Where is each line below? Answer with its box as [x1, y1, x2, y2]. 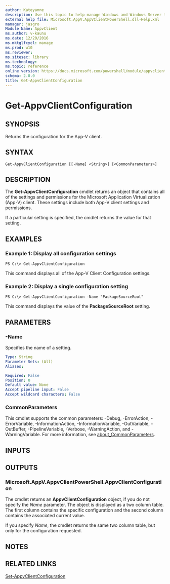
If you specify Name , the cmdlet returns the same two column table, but [5, 522, 155, 528]
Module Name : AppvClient [5, 26, 58, 31]
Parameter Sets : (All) [5, 359, 53, 364]
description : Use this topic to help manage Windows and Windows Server [5, 12, 162, 17]
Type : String [5, 355, 33, 360]
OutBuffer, [5, 426, 27, 432]
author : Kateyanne [5, 7, 44, 13]
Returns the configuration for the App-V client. [5, 133, 102, 139]
